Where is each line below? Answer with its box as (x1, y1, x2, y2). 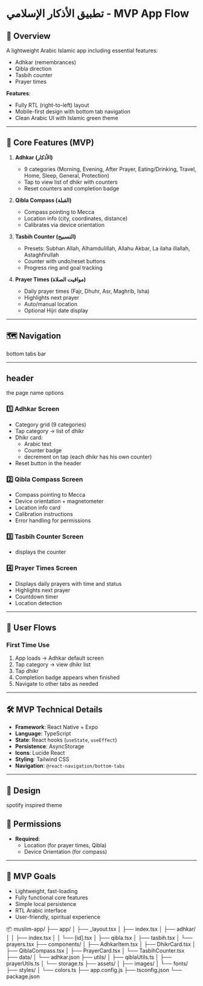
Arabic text (24, 440, 52, 448)
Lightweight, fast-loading (14, 887, 78, 894)
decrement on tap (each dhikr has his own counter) (24, 453, 152, 460)
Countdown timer (14, 592, 59, 600)
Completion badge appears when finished (14, 674, 120, 681)
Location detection (14, 599, 62, 606)
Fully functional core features (14, 894, 88, 901)
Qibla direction (14, 65, 52, 72)
